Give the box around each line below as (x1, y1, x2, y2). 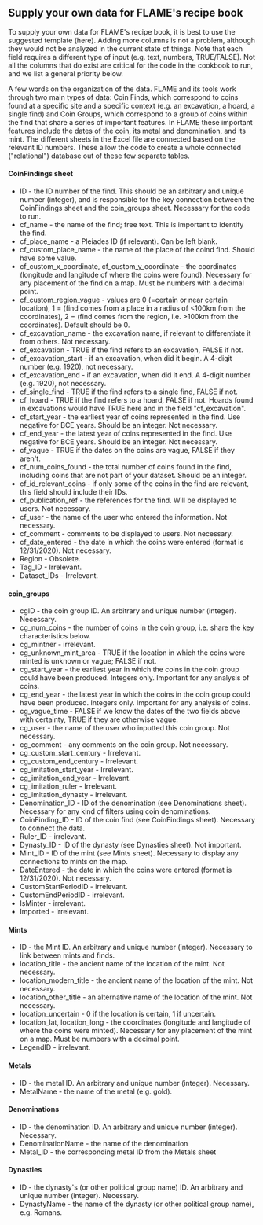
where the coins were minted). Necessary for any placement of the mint (19, 1026, 253, 1036)
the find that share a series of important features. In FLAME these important (8, 117, 253, 127)
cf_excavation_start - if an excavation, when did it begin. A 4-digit (19, 354, 232, 363)
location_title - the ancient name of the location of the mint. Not (19, 959, 225, 969)
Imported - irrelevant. (19, 907, 89, 917)
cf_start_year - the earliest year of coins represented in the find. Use (19, 412, 241, 421)
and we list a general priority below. (8, 68, 124, 78)
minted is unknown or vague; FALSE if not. (19, 657, 157, 666)
